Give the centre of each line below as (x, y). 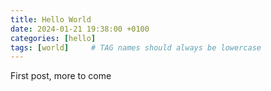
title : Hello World (51, 19)
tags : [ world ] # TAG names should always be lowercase (136, 47)
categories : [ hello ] (53, 38)
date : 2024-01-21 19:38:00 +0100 (80, 29)
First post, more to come (61, 76)
